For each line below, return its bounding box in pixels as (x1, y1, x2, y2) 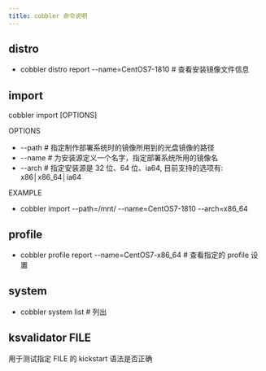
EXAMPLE (8, 188, 42, 198)
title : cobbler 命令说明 (8, 11, 88, 20)
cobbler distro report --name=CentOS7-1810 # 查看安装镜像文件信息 (20, 64, 250, 74)
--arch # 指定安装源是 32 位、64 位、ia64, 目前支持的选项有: (20, 164, 224, 173)
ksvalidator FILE (8, 331, 92, 345)
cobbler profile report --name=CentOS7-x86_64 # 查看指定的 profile (20, 250, 250, 260)
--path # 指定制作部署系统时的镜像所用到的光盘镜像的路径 (20, 143, 215, 153)
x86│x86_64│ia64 (20, 172, 82, 182)
